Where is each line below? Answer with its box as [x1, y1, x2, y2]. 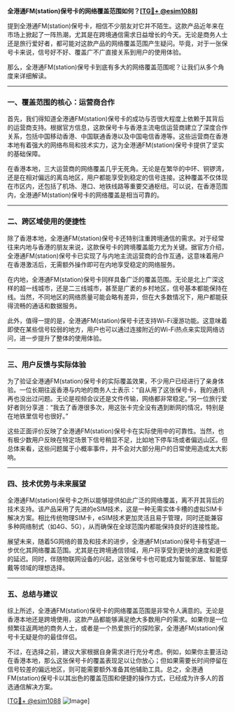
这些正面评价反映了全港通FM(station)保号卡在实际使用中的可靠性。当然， [7, 427, 218, 435]
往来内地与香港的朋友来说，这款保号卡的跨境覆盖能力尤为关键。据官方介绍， [7, 242, 228, 251]
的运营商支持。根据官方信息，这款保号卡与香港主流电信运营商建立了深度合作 [7, 123, 228, 132]
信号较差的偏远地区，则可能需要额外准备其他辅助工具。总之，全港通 [7, 665, 204, 673]
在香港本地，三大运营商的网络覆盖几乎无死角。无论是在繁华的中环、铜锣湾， [7, 165, 228, 173]
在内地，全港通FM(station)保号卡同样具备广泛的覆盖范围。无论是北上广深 [7, 275, 218, 283]
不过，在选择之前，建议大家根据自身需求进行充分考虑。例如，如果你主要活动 [7, 648, 228, 656]
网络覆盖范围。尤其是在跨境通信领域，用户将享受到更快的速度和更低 [31, 546, 228, 554]
